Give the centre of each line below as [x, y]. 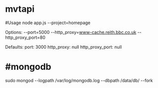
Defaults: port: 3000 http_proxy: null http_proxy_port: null [64, 47]
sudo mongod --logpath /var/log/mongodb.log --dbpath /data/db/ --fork [79, 80]
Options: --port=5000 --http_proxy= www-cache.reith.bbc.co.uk [71, 32]
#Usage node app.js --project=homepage [48, 23]
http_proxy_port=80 [25, 37]
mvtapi [20, 9]
